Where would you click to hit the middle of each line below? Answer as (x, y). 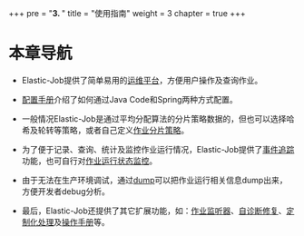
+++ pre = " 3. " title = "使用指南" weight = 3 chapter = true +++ (127, 13)
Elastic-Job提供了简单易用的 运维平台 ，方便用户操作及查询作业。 (142, 80)
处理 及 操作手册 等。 (74, 221)
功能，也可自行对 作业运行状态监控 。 (89, 161)
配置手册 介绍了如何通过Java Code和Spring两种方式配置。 (129, 99)
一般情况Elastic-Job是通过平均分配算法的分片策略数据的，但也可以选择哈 (158, 118)
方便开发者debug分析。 (65, 191)
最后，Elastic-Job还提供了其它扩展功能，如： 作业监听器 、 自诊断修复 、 (154, 211)
